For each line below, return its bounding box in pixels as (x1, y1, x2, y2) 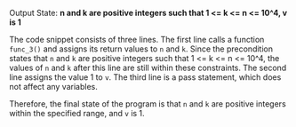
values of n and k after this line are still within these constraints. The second (9, 62, 287, 73)
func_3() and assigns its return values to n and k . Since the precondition (9, 44, 274, 54)
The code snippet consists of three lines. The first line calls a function (9, 35, 265, 44)
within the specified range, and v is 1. (9, 108, 145, 118)
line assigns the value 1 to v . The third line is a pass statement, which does (9, 72, 282, 83)
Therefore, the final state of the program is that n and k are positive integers (9, 99, 286, 109)
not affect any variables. (9, 82, 98, 91)
